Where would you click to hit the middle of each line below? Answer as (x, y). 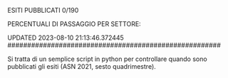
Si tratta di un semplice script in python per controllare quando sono (108, 59)
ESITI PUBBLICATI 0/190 (43, 10)
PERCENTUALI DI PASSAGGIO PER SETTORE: (74, 24)
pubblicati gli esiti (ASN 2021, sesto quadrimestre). (82, 66)
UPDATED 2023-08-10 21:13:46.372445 (66, 38)
